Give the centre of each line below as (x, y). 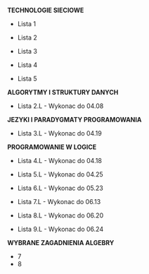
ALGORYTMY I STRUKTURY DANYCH (63, 92)
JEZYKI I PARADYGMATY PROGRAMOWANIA (74, 120)
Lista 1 (27, 24)
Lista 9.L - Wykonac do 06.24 (60, 229)
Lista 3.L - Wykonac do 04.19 (59, 133)
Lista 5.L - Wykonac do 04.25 (60, 174)
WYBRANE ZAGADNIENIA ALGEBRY (61, 243)
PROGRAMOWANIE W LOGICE (52, 147)
